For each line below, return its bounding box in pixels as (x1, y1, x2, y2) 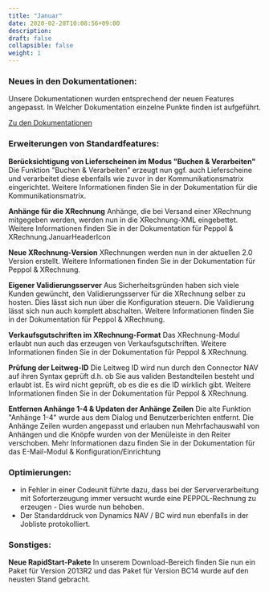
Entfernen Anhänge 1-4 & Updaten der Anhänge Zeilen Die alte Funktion (8, 404, 251, 413)
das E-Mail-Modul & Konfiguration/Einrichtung (8, 446, 161, 456)
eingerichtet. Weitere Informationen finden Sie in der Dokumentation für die (8, 182, 258, 191)
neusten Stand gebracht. (8, 574, 91, 584)
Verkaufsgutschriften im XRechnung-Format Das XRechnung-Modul (8, 330, 240, 339)
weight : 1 (8, 49, 42, 57)
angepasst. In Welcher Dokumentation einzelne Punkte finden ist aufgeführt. (8, 102, 261, 113)
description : (8, 27, 52, 35)
